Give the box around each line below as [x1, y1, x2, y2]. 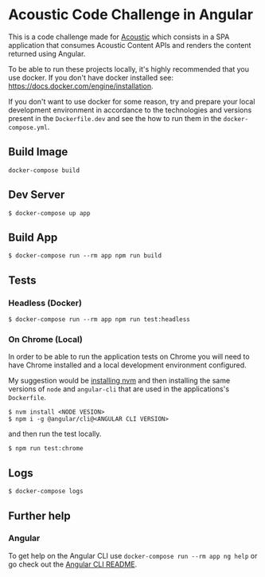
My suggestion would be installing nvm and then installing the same [8, 376, 231, 386]
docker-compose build [8, 166, 80, 175]
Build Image [8, 145, 68, 159]
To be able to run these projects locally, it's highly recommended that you [8, 64, 249, 73]
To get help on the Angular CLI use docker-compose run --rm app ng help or [8, 551, 258, 560]
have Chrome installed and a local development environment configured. [8, 360, 247, 370]
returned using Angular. [8, 49, 86, 58]
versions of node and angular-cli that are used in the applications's [8, 384, 229, 394]
